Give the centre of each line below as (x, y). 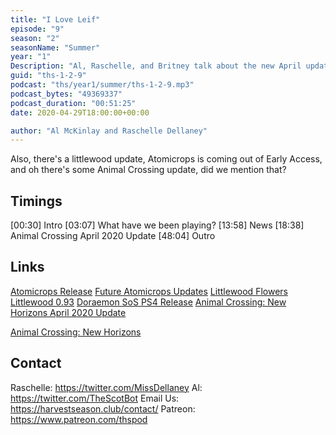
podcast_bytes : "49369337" (66, 94)
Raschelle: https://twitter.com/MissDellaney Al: (106, 387)
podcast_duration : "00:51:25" (73, 103)
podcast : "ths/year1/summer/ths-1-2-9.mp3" (102, 85)
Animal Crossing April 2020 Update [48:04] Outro (113, 236)
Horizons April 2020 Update (68, 312)
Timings (36, 201)
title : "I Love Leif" (55, 19)
